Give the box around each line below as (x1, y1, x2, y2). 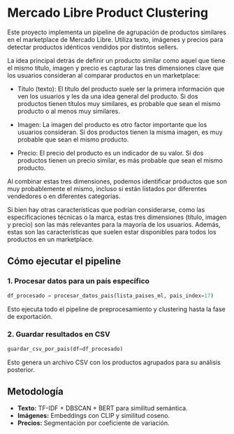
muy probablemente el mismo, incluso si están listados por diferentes (7, 184, 207, 193)
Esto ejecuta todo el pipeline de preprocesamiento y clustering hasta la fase (7, 305, 226, 313)
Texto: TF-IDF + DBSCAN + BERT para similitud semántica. (17, 404, 188, 412)
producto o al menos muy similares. (17, 107, 121, 115)
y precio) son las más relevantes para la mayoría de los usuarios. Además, (7, 220, 221, 228)
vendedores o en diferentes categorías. (7, 192, 121, 200)
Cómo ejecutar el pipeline (7, 255, 121, 267)
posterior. (7, 365, 35, 374)
